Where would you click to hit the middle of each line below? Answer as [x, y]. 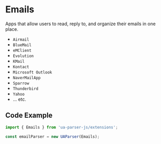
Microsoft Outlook [32, 72]
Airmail [21, 40]
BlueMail [22, 45]
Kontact [21, 67]
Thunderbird [25, 88]
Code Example [29, 115]
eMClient [22, 50]
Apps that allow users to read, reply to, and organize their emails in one [80, 24]
